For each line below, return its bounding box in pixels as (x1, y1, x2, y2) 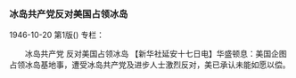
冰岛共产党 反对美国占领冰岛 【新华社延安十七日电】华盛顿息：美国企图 (24, 49, 287, 59)
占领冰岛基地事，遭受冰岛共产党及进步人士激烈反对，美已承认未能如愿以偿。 (9, 59, 291, 70)
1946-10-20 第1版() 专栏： (9, 29, 105, 41)
